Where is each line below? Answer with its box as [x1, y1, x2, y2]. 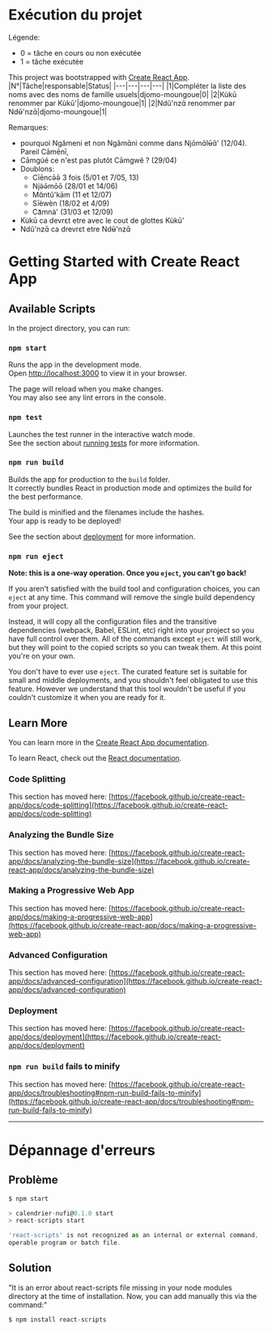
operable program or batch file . [8, 1239, 121, 1247]
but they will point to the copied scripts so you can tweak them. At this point [8, 643, 261, 652]
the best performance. [8, 491, 83, 501]
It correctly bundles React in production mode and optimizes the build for [8, 483, 253, 493]
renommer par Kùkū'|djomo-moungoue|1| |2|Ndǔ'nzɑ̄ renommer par [8, 98, 236, 108]
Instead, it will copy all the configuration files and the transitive [8, 617, 217, 626]
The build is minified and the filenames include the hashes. [8, 507, 205, 517]
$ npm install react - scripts [8, 1315, 107, 1324]
